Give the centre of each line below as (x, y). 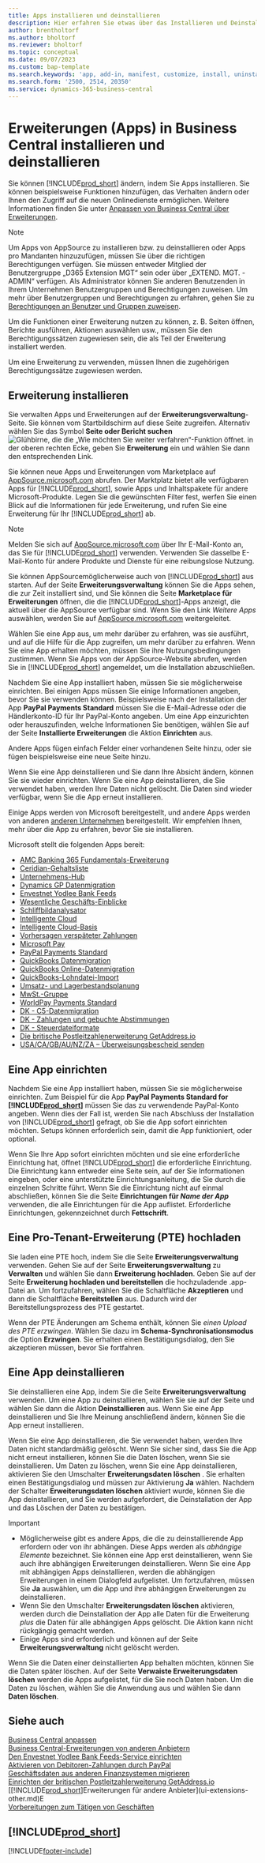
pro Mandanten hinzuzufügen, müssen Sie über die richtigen (107, 256)
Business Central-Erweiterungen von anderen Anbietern (99, 1748)
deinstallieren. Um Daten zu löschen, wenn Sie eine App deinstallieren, (123, 1466)
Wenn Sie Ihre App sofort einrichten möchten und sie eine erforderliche (124, 1154)
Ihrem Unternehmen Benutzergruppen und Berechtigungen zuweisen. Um (128, 290)
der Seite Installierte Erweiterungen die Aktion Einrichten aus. (110, 733)
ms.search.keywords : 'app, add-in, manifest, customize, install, (119, 74)
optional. (22, 1138)
